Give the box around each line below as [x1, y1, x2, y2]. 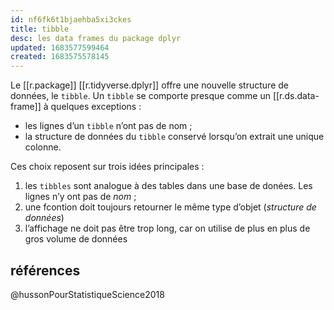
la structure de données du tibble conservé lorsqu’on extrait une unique [24, 131, 325, 143]
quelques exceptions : [50, 101, 142, 113]
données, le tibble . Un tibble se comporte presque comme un [10, 90, 271, 102]
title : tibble [10, 24, 70, 34]
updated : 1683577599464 [10, 42, 110, 53]
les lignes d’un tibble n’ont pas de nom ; [24, 120, 193, 132]
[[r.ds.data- [272, 90, 320, 102]
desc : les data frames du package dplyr [10, 33, 182, 43]
